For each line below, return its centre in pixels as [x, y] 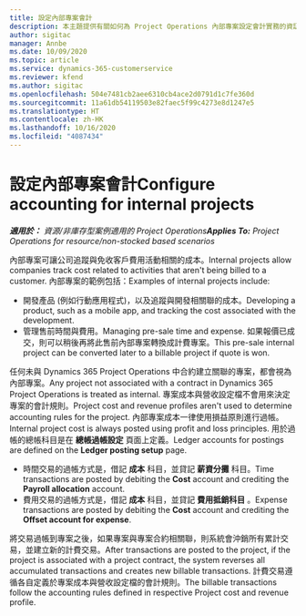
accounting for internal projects [132, 205]
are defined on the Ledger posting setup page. [98, 450]
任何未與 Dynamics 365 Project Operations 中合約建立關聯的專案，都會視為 [151, 371]
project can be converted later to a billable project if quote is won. [146, 353]
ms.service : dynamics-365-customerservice [91, 69]
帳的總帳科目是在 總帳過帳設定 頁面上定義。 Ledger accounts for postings [147, 439]
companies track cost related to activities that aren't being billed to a [138, 270]
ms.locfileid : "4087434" [56, 137]
